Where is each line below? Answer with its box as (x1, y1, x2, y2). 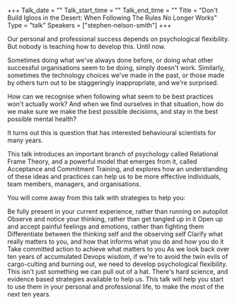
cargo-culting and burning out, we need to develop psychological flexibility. (7, 260, 228, 268)
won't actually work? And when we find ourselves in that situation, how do (7, 100, 224, 108)
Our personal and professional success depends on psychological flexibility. (7, 35, 230, 43)
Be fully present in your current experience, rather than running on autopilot (7, 207, 229, 215)
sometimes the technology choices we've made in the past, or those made (7, 71, 225, 79)
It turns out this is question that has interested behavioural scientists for (7, 129, 216, 137)
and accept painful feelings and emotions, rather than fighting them (7, 222, 204, 231)
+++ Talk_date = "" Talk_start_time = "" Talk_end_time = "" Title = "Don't (7, 6, 218, 14)
